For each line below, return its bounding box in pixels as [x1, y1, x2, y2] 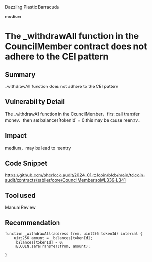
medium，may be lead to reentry [5, 145, 71, 151]
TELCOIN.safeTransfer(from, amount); [14, 244, 91, 249]
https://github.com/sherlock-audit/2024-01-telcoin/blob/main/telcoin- [5, 172, 145, 178]
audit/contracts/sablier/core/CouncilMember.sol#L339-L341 [5, 177, 126, 183]
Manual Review [5, 204, 36, 210]
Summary [5, 70, 36, 79]
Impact [5, 131, 27, 140]
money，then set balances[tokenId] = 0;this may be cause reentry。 [5, 117, 143, 123]
